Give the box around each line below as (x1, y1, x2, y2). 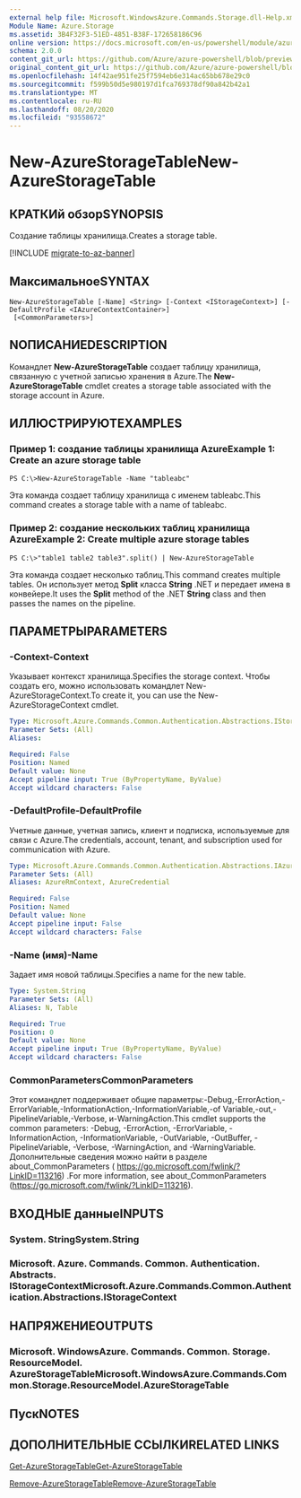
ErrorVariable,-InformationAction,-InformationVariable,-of (9, 1104, 221, 1115)
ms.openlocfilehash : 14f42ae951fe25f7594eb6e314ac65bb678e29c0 (9, 72, 251, 81)
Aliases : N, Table (9, 1003, 78, 1012)
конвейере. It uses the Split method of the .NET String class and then (9, 588, 267, 599)
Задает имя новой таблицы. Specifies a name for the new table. (9, 970, 246, 980)
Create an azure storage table (9, 454, 142, 466)
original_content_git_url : (9, 64, 110, 73)
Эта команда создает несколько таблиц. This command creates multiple (9, 569, 280, 579)
